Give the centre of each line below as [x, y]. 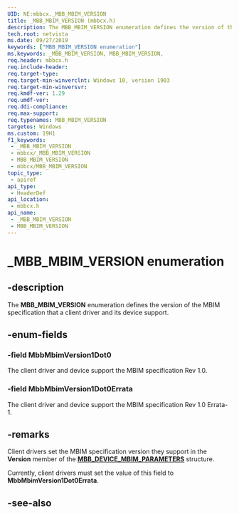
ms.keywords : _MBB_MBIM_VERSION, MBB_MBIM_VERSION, [85, 54]
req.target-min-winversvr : [47, 87]
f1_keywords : [27, 140]
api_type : [22, 186]
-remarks [28, 435]
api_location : [28, 200]
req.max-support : [33, 113]
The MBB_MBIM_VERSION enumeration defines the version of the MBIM [114, 304]
